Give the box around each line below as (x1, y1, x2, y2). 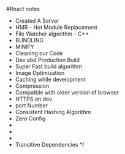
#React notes (6, 6, 40, 12)
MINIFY (15, 43, 35, 50)
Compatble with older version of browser (15, 89, 119, 96)
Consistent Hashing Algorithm (15, 109, 91, 115)
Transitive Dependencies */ (15, 141, 85, 148)
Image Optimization (15, 69, 65, 76)
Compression (15, 82, 50, 90)
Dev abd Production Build (15, 56, 80, 63)
